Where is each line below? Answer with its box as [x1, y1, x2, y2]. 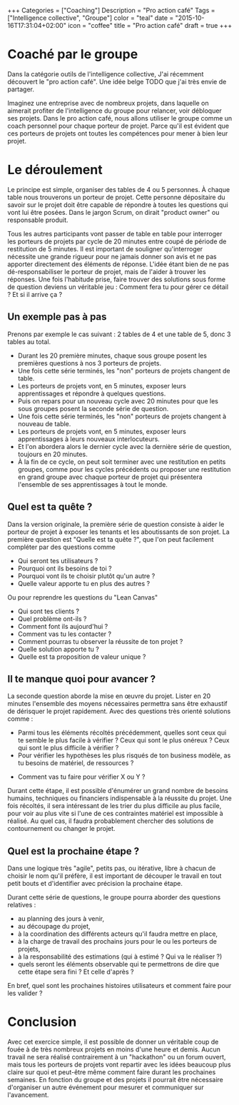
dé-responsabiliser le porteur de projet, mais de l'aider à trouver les [7, 267, 206, 276]
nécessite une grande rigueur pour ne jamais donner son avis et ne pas [7, 252, 217, 261]
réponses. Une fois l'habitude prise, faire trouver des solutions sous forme [7, 275, 226, 283]
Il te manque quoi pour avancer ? [7, 672, 156, 685]
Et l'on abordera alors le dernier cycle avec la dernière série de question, [17, 442, 232, 450]
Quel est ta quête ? [7, 501, 93, 513]
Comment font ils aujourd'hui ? [17, 622, 108, 630]
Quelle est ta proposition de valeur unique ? [17, 652, 146, 661]
